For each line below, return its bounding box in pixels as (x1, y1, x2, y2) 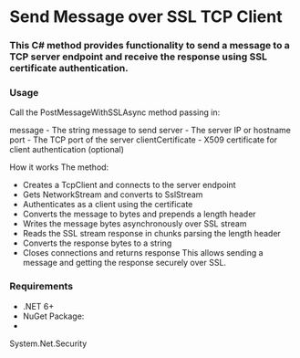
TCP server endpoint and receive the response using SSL (9, 50, 267, 63)
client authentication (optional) (9, 144, 125, 155)
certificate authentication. (9, 62, 129, 75)
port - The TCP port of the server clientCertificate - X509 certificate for (9, 134, 278, 145)
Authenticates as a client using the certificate (22, 199, 193, 210)
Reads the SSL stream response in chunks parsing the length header (22, 228, 281, 239)
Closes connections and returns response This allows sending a (22, 247, 264, 258)
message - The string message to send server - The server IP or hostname (9, 125, 292, 136)
